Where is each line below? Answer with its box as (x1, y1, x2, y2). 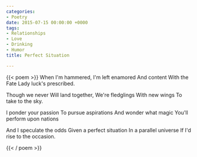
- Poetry (6, 14, 28, 20)
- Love (6, 36, 22, 42)
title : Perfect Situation (6, 52, 69, 58)
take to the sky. (6, 98, 44, 105)
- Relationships (6, 31, 46, 36)
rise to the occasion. (6, 133, 56, 140)
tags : (6, 25, 19, 31)
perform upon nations (6, 115, 59, 122)
